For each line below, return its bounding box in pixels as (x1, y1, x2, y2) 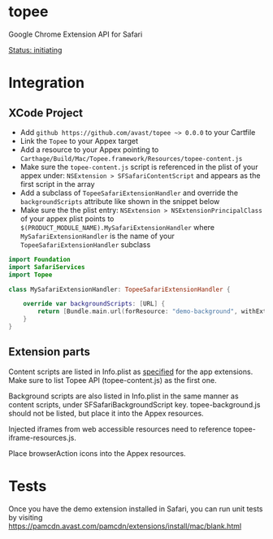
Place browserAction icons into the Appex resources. (8, 448, 186, 458)
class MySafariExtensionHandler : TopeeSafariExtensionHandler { (8, 285, 231, 293)
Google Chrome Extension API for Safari (8, 29, 143, 39)
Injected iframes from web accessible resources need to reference (8, 424, 232, 433)
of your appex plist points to (19, 214, 115, 224)
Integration (8, 74, 85, 92)
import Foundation (8, 255, 71, 263)
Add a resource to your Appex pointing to (19, 145, 159, 154)
